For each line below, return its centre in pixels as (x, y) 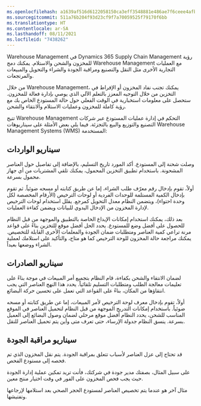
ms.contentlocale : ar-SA (38, 28)
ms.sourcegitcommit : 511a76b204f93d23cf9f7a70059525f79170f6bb (87, 17)
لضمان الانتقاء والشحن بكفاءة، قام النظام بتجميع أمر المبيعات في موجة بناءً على (94, 278)
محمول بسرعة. (24, 177)
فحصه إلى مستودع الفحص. (36, 360)
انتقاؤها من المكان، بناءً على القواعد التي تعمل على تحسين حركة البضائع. (86, 290)
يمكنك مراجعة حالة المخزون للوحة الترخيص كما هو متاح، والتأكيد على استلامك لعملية (99, 238)
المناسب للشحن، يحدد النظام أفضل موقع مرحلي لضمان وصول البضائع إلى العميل (96, 314)
